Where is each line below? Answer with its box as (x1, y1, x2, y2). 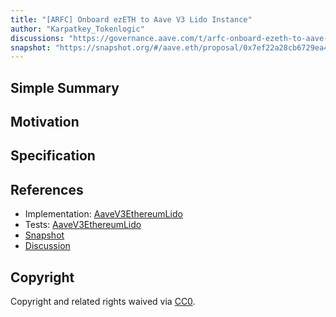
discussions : (10, 33, 65, 43)
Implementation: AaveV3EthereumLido (24, 208, 183, 220)
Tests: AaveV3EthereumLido (24, 219, 142, 231)
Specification (10, 147, 96, 165)
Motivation (10, 114, 80, 131)
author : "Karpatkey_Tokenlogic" (10, 24, 145, 34)
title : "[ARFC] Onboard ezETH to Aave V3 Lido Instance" (10, 14, 253, 25)
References (10, 181, 84, 198)
